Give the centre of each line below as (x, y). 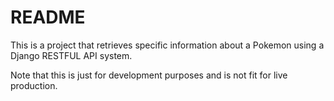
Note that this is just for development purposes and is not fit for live (149, 75)
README (48, 17)
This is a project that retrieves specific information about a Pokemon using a (167, 45)
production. (34, 85)
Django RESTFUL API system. (71, 55)
